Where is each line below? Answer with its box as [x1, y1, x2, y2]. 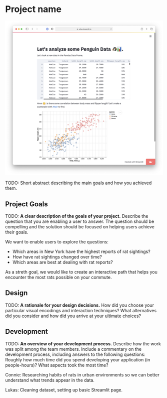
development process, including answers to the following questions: [5, 351, 146, 357]
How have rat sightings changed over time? [12, 253, 102, 259]
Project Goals [5, 200, 48, 208]
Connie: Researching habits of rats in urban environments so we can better [5, 371, 160, 377]
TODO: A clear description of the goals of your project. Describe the [5, 213, 148, 219]
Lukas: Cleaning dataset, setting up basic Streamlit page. [5, 386, 123, 392]
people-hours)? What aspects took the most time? [5, 362, 108, 368]
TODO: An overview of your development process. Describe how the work [5, 340, 161, 347]
